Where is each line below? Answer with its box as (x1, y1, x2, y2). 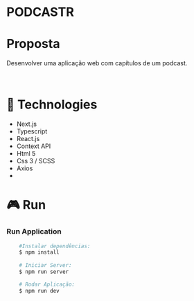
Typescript (16, 127, 48, 136)
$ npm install (19, 249, 60, 256)
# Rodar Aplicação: (19, 281, 76, 288)
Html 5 (16, 149, 36, 158)
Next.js (16, 120, 37, 129)
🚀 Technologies (6, 97, 98, 113)
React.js (16, 135, 40, 143)
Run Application (6, 227, 62, 236)
